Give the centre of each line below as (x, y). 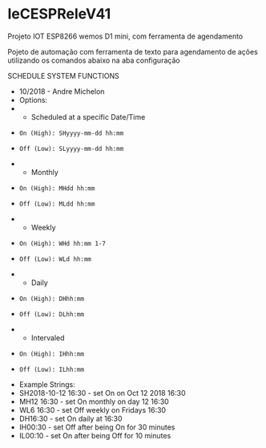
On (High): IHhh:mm (52, 354)
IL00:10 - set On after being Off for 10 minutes (95, 435)
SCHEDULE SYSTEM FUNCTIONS (63, 75)
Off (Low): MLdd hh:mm (57, 204)
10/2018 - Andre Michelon (62, 91)
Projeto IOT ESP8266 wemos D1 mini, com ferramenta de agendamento (125, 36)
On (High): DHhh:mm (52, 299)
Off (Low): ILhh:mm (52, 369)
